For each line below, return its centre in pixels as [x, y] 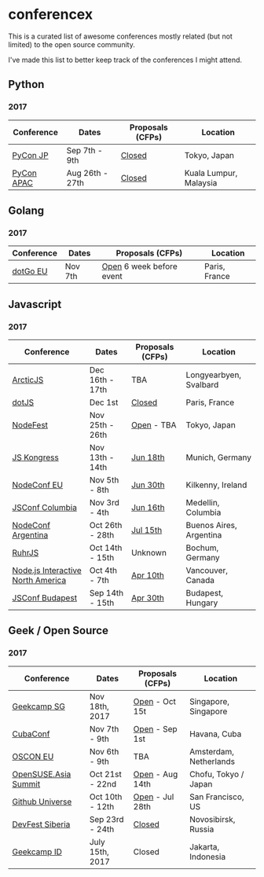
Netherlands [213, 761]
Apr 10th [148, 575]
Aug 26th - [87, 173]
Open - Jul [154, 797]
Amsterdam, [212, 751]
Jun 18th [148, 457]
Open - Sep [156, 728]
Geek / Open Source [58, 631]
